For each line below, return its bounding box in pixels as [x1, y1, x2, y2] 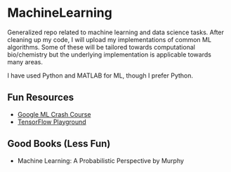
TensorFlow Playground [17, 117, 86, 126]
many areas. [7, 57, 44, 66]
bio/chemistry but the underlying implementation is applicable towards [7, 50, 212, 59]
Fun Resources [7, 92, 74, 103]
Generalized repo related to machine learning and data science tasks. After [7, 28, 225, 36]
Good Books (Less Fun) [7, 138, 111, 150]
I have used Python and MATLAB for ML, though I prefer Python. [7, 71, 194, 80]
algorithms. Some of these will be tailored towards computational [7, 43, 195, 51]
